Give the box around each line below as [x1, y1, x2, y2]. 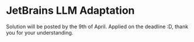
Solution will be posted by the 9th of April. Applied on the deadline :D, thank [6, 23, 189, 30]
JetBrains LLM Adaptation [6, 4, 135, 17]
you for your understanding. [6, 29, 74, 36]
